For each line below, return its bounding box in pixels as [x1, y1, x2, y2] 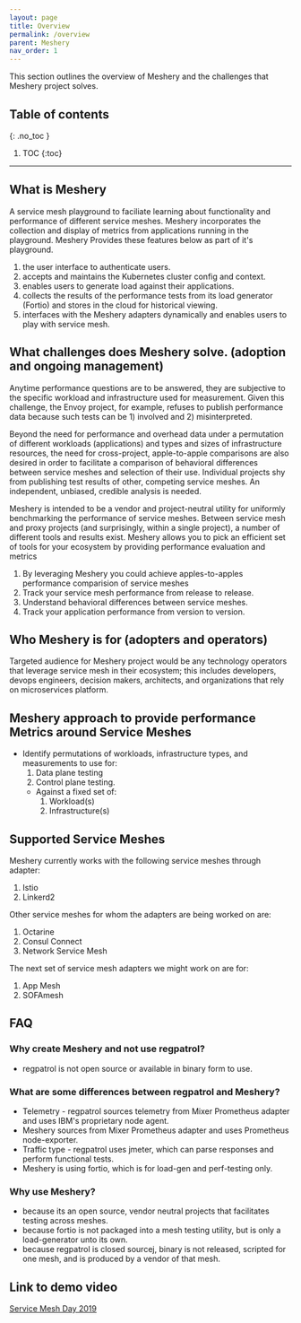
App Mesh [21, 980, 61, 991]
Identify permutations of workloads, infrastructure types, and [21, 748, 248, 759]
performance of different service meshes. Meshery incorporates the [9, 215, 262, 226]
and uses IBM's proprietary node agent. [21, 1115, 169, 1126]
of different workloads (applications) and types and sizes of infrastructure [9, 438, 282, 448]
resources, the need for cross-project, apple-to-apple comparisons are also [9, 448, 289, 458]
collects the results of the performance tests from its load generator [21, 290, 273, 300]
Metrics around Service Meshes [9, 724, 193, 740]
